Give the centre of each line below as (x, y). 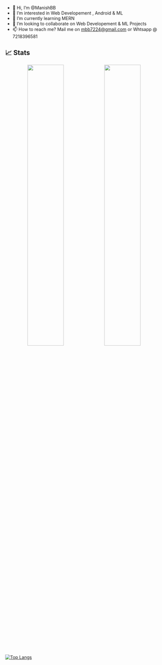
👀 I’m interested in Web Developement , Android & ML (68, 13)
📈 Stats (18, 53)
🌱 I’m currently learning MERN (43, 18)
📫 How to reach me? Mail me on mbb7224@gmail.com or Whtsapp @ (85, 29)
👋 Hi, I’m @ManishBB (34, 8)
